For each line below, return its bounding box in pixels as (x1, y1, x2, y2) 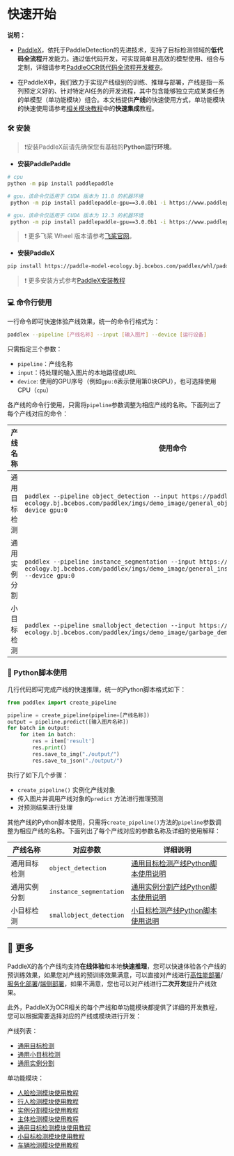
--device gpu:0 (24, 571, 75, 580)
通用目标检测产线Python (131, 858, 210, 868)
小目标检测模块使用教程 (17, 1132, 85, 1141)
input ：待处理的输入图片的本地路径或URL (17, 368, 137, 376)
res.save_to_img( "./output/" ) (32, 750, 120, 758)
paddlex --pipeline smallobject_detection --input (24, 621, 196, 629)
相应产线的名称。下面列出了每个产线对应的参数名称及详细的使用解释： (19, 826, 221, 835)
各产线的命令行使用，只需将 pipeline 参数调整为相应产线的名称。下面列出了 (7, 400, 221, 409)
